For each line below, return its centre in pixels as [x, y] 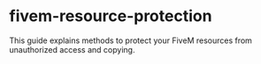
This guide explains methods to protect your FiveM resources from [130, 40]
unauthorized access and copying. [72, 49]
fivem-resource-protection [111, 16]
